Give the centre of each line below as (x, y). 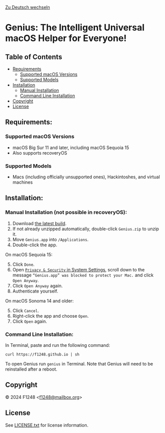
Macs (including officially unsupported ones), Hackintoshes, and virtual (86, 177)
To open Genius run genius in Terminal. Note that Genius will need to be (79, 364)
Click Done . (24, 264)
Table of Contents (34, 57)
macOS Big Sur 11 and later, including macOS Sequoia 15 (71, 148)
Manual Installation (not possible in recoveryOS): (66, 212)
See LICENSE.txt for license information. (47, 425)
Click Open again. (30, 321)
